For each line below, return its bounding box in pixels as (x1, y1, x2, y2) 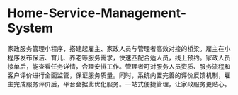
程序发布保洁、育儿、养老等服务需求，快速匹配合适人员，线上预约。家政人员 (7, 53, 231, 62)
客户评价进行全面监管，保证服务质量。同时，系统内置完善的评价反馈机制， (7, 71, 225, 79)
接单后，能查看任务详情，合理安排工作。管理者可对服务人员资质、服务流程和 (7, 62, 231, 70)
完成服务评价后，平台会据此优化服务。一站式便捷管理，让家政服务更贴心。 (13, 79, 231, 88)
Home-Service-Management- (7, 5, 186, 21)
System (7, 20, 54, 36)
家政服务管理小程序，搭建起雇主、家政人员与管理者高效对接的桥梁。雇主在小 (7, 44, 231, 52)
